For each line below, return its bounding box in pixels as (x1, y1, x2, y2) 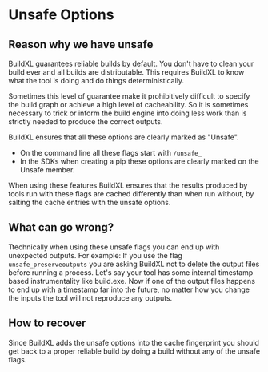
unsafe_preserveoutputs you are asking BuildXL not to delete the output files (8, 259, 260, 269)
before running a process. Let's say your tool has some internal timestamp (8, 267, 254, 277)
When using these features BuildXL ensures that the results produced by (8, 180, 248, 190)
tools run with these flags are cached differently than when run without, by (8, 189, 254, 198)
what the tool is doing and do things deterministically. (8, 76, 185, 85)
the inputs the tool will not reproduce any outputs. (8, 293, 173, 302)
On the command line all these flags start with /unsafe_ (19, 148, 202, 157)
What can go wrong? (8, 220, 114, 234)
